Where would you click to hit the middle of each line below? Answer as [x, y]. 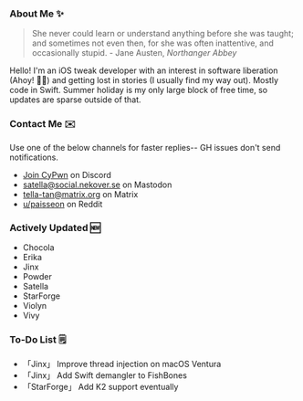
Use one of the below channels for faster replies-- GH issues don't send [145, 147]
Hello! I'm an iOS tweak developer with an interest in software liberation [144, 70]
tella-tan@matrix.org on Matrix [80, 194]
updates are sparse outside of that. [75, 100]
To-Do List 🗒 [38, 339]
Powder [37, 276]
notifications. [34, 157]
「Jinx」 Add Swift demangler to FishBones [104, 375]
